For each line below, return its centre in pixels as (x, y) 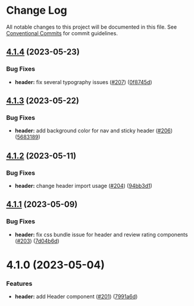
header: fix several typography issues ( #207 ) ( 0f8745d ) (84, 82)
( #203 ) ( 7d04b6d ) (37, 241)
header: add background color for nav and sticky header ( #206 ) (94, 131)
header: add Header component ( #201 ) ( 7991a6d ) (76, 296)
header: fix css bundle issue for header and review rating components (101, 234)
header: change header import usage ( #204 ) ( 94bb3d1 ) (84, 186)
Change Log (37, 10)
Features (19, 283)
